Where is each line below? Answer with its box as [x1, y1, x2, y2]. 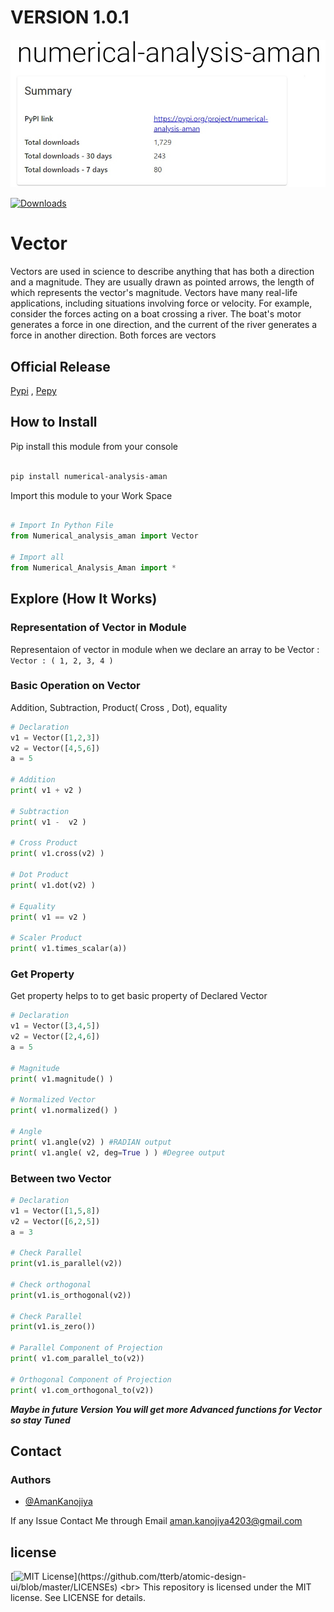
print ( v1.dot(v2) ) [10, 880, 97, 890]
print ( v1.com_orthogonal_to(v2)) [10, 1385, 155, 1395]
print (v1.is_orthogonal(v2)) [10, 1290, 132, 1300]
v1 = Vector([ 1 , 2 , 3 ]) [10, 732, 101, 743]
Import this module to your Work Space [10, 489, 173, 501]
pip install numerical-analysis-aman [10, 471, 168, 481]
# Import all [10, 552, 65, 563]
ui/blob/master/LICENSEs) [10, 1581, 118, 1593]
